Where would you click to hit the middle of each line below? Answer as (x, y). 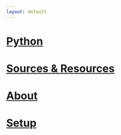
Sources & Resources (60, 69)
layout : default (26, 12)
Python (25, 41)
